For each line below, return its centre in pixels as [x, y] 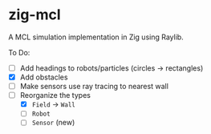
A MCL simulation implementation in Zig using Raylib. [96, 37]
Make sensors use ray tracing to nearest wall [94, 87]
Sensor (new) [53, 123]
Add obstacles [44, 77]
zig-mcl [35, 15]
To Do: [19, 52]
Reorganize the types [55, 95]
